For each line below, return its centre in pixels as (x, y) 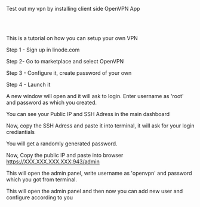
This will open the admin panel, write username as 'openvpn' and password (99, 173)
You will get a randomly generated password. (62, 144)
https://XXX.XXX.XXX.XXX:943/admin (53, 162)
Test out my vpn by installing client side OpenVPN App (73, 9)
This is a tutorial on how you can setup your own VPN (72, 38)
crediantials (20, 132)
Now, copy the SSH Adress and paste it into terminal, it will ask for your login (100, 126)
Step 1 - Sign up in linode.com (43, 50)
